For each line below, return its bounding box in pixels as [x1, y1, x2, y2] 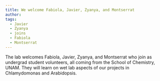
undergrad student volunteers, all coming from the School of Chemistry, [5, 59, 155, 65]
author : [5, 12, 22, 17]
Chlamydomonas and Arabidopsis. [5, 70, 77, 76]
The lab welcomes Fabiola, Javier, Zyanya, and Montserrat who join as [5, 54, 152, 60]
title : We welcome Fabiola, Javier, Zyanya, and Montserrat [5, 7, 135, 13]
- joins [10, 31, 26, 36]
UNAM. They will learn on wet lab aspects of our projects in [5, 64, 130, 70]
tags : [5, 17, 17, 22]
